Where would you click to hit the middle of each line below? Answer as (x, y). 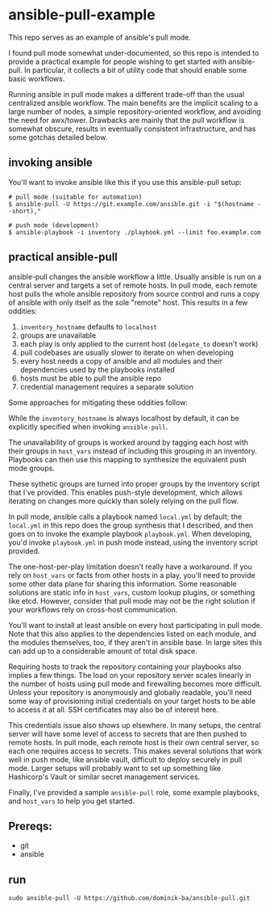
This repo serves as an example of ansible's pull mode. (100, 37)
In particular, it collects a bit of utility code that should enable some (135, 70)
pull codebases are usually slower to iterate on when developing (127, 352)
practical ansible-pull (63, 257)
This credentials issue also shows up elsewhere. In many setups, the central (135, 725)
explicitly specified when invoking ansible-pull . (88, 427)
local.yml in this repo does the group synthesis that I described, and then (131, 525)
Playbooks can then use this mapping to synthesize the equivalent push (128, 459)
